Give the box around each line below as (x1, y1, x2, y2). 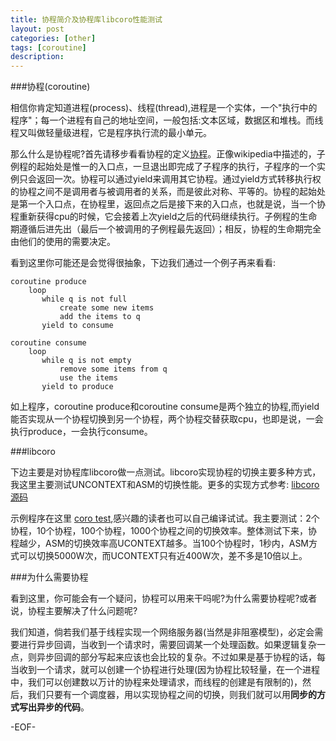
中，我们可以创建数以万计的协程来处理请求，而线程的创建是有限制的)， (10, 676, 303, 688)
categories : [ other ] (10, 33, 97, 43)
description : (10, 52, 65, 62)
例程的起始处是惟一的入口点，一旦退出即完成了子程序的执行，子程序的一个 (10, 161, 317, 173)
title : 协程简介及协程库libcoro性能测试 (10, 14, 163, 25)
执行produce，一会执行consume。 (10, 426, 153, 438)
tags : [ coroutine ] (10, 42, 87, 53)
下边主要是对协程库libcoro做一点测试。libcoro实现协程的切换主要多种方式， (10, 466, 322, 478)
